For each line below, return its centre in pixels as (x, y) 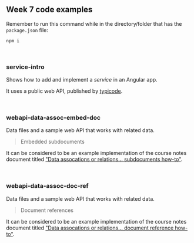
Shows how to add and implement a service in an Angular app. (82, 80)
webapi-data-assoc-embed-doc (53, 118)
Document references (47, 210)
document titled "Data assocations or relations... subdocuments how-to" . (94, 159)
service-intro (25, 67)
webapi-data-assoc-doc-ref (48, 186)
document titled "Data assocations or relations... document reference (90, 228)
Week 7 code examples (49, 10)
